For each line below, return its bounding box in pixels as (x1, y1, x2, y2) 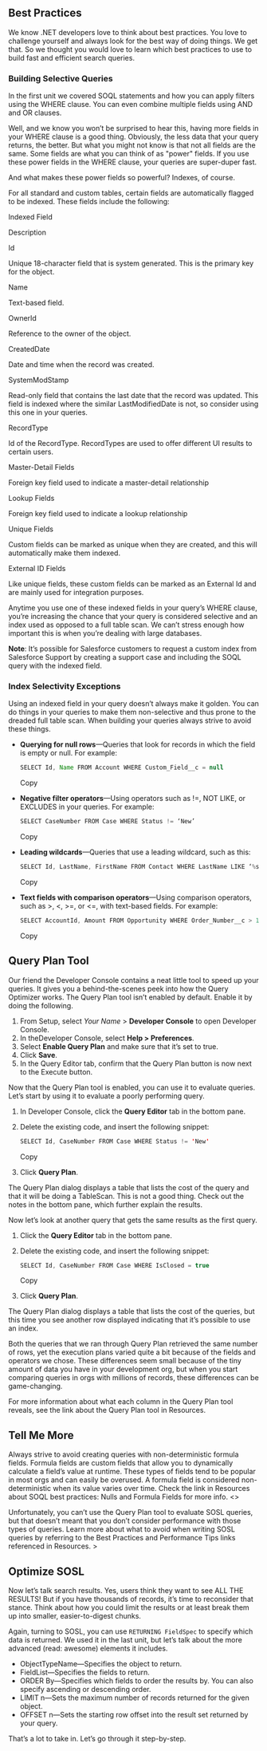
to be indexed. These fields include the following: (8, 197, 170, 207)
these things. (8, 724, 52, 734)
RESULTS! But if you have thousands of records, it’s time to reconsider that (8, 1595, 253, 1604)
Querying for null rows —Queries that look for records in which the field (19, 739, 256, 749)
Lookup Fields (8, 494, 55, 503)
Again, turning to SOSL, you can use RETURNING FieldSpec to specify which (8, 1627, 253, 1636)
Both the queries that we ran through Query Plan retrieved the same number (8, 1339, 258, 1349)
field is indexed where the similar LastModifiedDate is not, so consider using (8, 399, 259, 409)
